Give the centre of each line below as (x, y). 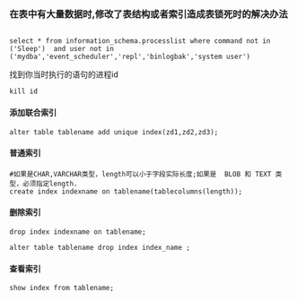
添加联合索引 (33, 112)
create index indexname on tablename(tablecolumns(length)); (126, 191)
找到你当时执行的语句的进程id (64, 74)
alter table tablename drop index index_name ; (100, 247)
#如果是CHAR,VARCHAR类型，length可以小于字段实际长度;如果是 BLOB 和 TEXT (140, 174)
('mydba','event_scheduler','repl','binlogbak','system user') (130, 57)
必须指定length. (50, 184)
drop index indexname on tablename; (78, 232)
